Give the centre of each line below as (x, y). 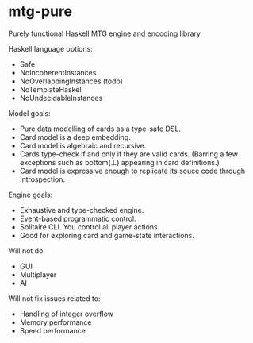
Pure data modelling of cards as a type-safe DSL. (100, 129)
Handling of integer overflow (66, 314)
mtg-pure (40, 12)
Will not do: (27, 251)
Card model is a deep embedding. (75, 137)
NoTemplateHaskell (51, 89)
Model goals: (29, 113)
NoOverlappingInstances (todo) (71, 81)
